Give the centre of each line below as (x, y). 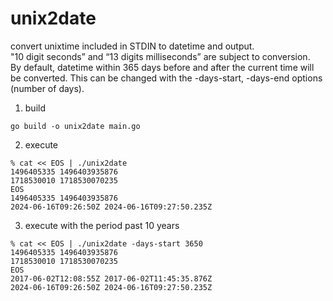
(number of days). (47, 88)
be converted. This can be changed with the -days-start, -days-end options (166, 78)
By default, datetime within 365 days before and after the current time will (162, 67)
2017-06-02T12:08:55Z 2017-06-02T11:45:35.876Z (111, 278)
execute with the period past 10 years (102, 225)
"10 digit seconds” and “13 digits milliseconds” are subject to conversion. (160, 56)
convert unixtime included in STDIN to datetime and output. (132, 46)
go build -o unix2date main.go (75, 126)
